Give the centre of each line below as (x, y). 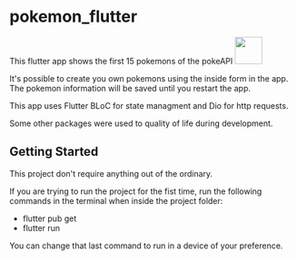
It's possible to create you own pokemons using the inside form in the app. (149, 78)
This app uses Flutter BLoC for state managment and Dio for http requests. (149, 105)
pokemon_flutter (74, 17)
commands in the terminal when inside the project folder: (116, 200)
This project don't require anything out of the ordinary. (111, 173)
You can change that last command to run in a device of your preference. (146, 246)
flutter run (41, 227)
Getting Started (54, 152)
